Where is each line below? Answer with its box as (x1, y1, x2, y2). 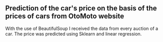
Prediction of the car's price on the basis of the (5, 4, 157, 13)
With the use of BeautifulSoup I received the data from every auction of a (5, 25, 158, 31)
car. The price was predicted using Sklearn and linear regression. (5, 30, 142, 37)
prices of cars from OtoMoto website (5, 12, 124, 21)
